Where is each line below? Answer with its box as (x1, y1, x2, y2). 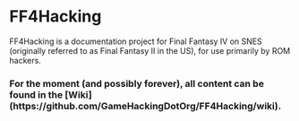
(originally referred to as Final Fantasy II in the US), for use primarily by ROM (9, 45, 291, 56)
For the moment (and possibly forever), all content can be (9, 77, 264, 90)
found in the (9, 88, 64, 100)
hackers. (9, 55, 42, 65)
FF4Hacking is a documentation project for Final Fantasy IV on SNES (9, 36, 262, 47)
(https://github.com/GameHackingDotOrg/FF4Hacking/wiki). (9, 99, 282, 112)
